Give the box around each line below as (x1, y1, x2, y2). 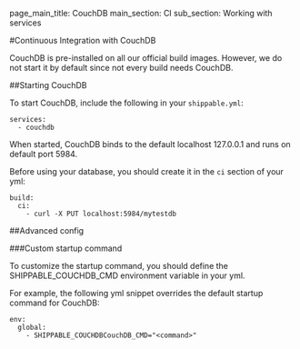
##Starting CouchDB (9, 80, 87, 90)
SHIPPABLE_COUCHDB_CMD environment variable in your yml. (9, 270, 245, 281)
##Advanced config (9, 225, 85, 235)
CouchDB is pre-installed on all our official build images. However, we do (9, 53, 283, 63)
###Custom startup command (9, 243, 123, 254)
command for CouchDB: (9, 297, 100, 308)
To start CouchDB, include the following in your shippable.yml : (9, 97, 244, 108)
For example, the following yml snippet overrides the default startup (9, 288, 264, 298)
